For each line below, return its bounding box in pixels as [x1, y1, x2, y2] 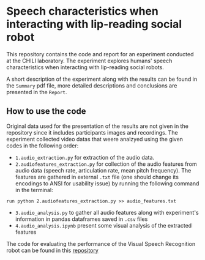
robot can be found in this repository [6, 247, 99, 254]
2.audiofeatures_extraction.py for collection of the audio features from [15, 160, 197, 168]
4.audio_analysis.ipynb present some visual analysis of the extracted [15, 221, 192, 229]
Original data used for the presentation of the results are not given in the [6, 122, 188, 130]
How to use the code [6, 106, 87, 117]
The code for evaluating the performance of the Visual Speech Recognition [6, 240, 196, 247]
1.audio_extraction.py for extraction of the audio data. [15, 154, 155, 161]
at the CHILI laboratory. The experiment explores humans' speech [6, 57, 173, 64]
